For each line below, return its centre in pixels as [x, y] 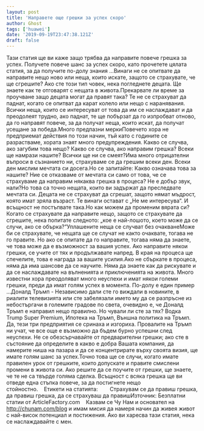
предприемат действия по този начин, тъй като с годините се [87, 136]
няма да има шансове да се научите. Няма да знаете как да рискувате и [101, 266]
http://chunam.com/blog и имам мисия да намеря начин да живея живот [101, 408]
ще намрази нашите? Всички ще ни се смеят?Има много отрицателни [98, 155]
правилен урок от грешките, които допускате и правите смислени [93, 363]
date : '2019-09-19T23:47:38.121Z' [50, 35]
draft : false [23, 40]
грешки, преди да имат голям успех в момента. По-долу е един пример [100, 285]
